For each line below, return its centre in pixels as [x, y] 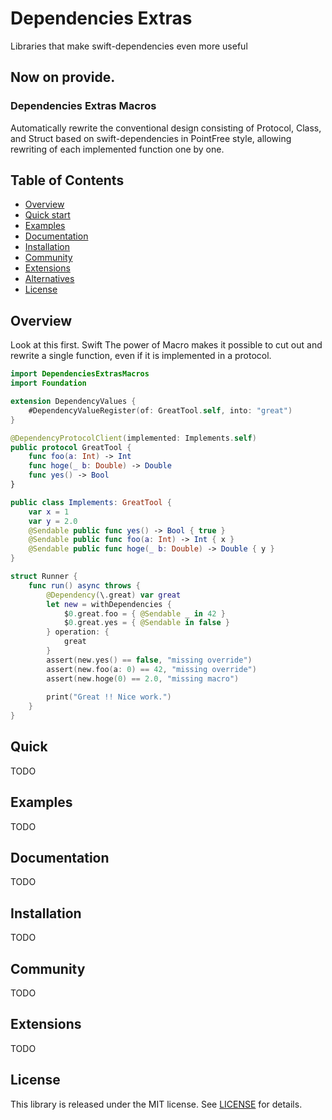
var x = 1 [49, 512]
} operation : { [78, 632]
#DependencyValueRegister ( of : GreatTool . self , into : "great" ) [160, 410]
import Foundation [48, 383]
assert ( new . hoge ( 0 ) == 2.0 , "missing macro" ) [143, 678]
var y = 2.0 [53, 521]
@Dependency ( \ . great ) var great [114, 595]
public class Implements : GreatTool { [91, 502]
